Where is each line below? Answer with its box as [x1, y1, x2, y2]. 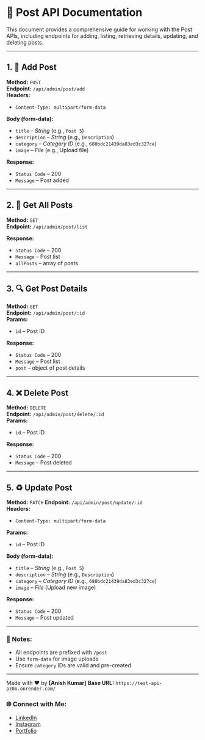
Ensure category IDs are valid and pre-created [15, 662, 131, 669]
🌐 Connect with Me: [6, 700, 67, 708]
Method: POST [6, 78, 41, 86]
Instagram [15, 720, 41, 728]
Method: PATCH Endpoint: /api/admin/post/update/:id [6, 499, 143, 506]
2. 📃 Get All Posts [6, 200, 73, 210]
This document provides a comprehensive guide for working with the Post [6, 26, 193, 33]
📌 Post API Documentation [6, 5, 143, 20]
